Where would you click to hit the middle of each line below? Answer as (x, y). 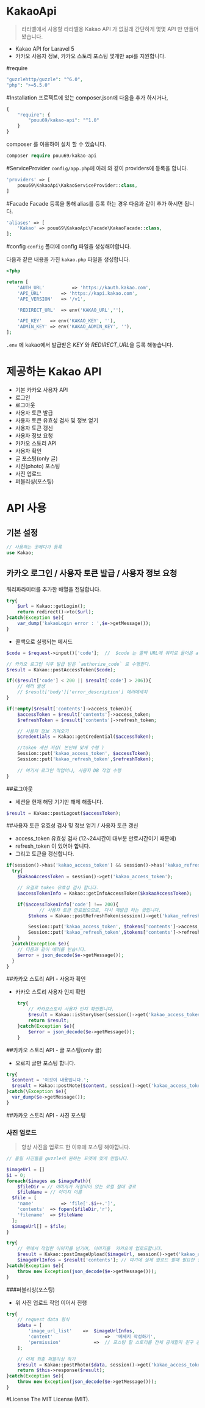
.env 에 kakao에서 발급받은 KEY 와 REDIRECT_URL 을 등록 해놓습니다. (90, 345)
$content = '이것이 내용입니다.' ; (51, 1080)
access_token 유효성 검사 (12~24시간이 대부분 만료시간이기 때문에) (96, 839)
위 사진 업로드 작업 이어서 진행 (51, 1302)
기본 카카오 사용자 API (41, 390)
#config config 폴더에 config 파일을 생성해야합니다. (69, 247)
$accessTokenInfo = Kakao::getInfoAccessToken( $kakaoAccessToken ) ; (105, 893)
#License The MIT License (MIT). (48, 1399)
